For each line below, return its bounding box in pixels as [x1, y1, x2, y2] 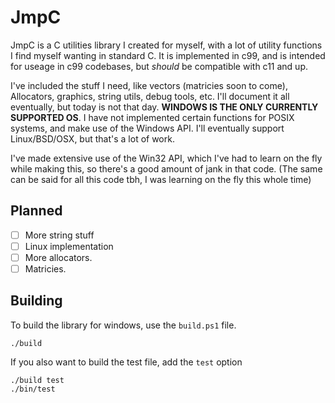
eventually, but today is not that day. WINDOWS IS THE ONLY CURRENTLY [10, 101, 319, 113]
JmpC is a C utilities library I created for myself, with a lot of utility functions [10, 39, 323, 51]
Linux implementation [24, 240, 114, 252]
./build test [10, 375, 65, 385]
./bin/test [10, 384, 56, 394]
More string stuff [24, 229, 95, 241]
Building [10, 292, 63, 310]
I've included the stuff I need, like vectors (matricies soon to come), [10, 79, 288, 91]
